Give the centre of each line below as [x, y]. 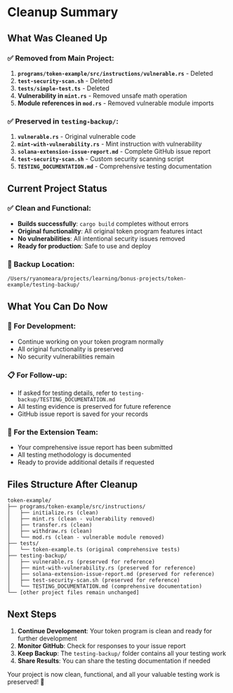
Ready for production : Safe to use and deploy [84, 245]
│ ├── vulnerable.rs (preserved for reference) [81, 562]
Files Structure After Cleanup [73, 484]
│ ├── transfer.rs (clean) [50, 525]
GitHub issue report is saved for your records [83, 414]
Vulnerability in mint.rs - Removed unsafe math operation [102, 95]
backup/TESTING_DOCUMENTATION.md [66, 400]
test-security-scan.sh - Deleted [65, 81]
